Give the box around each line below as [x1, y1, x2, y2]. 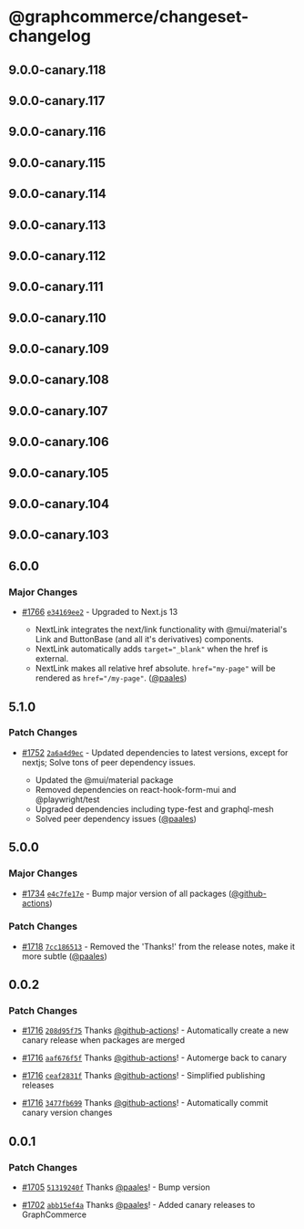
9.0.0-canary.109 [8, 341, 110, 357]
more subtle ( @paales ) [21, 951, 108, 962]
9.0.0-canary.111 [8, 279, 104, 295]
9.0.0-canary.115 [8, 155, 106, 171]
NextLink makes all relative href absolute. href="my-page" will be [35, 663, 276, 674]
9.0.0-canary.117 [8, 93, 106, 109]
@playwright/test [35, 794, 100, 805]
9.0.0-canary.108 [8, 372, 110, 388]
